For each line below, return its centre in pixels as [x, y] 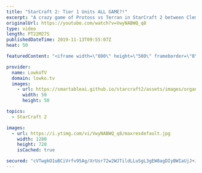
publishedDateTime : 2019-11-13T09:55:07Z [59, 40]
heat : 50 [17, 46]
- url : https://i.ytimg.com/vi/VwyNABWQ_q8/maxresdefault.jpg [91, 133]
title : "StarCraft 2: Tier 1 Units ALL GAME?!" [67, 12]
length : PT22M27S [28, 34]
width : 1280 [32, 139]
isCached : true [36, 150]
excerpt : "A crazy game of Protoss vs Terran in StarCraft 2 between [95, 17]
